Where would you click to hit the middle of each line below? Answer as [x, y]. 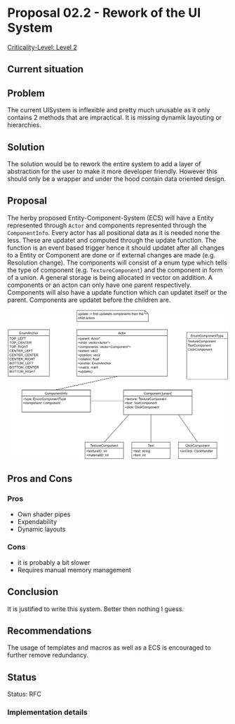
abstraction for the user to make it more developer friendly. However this [112, 171]
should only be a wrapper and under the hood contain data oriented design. [117, 179]
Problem [26, 93]
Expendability [37, 521]
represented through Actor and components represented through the [107, 225]
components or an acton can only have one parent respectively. [99, 285]
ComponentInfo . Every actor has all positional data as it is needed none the [114, 232]
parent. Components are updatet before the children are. [89, 300]
